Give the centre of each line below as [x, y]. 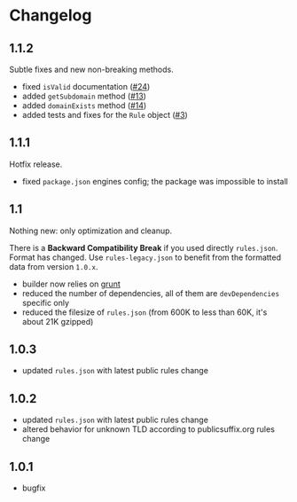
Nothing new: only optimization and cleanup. [91, 231]
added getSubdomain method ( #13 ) [84, 96]
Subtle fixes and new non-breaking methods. [92, 69]
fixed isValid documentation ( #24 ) [86, 86]
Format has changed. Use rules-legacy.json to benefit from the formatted [145, 257]
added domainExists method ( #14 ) [84, 106]
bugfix [34, 488]
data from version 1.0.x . [54, 266]
